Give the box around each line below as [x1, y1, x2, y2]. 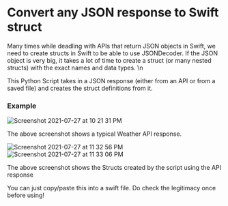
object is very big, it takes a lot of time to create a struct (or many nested [7, 56, 212, 64]
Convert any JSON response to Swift [7, 5, 219, 20]
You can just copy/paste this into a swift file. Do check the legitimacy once [7, 184, 216, 192]
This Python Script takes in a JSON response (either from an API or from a [7, 76, 216, 85]
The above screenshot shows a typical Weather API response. [7, 130, 182, 138]
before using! [7, 191, 44, 199]
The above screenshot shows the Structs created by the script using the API [7, 164, 222, 172]
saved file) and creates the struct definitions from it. [7, 84, 153, 92]
